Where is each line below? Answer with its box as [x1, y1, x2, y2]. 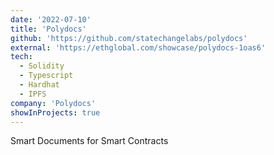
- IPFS [19, 89, 47, 99]
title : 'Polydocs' [10, 24, 87, 34]
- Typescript [19, 71, 74, 81]
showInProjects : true [10, 107, 101, 118]
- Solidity [19, 61, 65, 71]
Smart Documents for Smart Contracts [10, 135, 169, 147]
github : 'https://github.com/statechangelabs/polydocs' [10, 33, 248, 43]
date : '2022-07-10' [10, 14, 92, 25]
